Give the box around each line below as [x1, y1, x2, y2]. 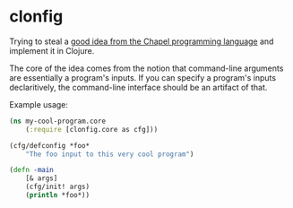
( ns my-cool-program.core [9, 117, 106, 126]
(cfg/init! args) [25, 182, 90, 192]
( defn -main [9, 166, 54, 175]
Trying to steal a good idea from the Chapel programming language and [9, 36, 274, 47]
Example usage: [9, 99, 69, 109]
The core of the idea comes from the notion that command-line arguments [9, 63, 284, 74]
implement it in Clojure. [9, 45, 95, 56]
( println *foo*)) [25, 191, 90, 200]
